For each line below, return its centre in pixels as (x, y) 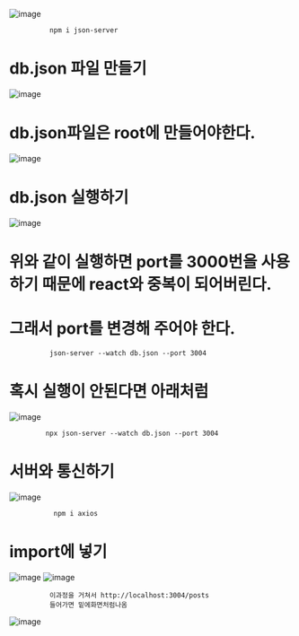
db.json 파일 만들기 (78, 69)
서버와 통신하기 (62, 472)
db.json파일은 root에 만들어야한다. (132, 133)
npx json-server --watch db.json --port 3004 (132, 433)
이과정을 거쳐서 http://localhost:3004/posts (129, 595)
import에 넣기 (58, 552)
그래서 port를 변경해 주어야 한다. (123, 329)
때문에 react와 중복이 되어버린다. (157, 284)
